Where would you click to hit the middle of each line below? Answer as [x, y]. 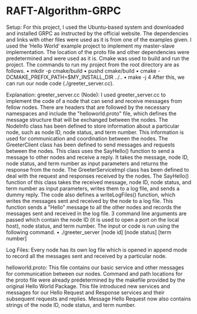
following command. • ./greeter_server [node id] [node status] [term [89, 232]
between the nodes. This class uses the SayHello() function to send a [90, 151]
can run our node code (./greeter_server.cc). [60, 83]
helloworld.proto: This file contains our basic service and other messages [95, 267]
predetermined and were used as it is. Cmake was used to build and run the [98, 58]
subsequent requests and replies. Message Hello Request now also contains [98, 299]
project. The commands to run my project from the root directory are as [93, 64]
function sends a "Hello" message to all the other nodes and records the [94, 207]
